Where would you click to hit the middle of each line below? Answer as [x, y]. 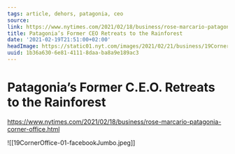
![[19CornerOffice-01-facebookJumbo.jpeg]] [71, 142]
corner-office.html [34, 129]
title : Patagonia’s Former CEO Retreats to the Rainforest [95, 33]
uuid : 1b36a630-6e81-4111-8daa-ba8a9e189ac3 [73, 53]
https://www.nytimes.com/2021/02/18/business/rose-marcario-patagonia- [114, 121]
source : [19, 20]
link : [15, 27]
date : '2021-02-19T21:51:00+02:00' [59, 40]
